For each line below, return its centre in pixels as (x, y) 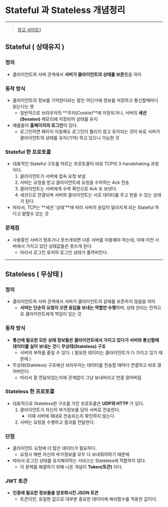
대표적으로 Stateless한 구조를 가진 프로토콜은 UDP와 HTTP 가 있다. (78, 403)
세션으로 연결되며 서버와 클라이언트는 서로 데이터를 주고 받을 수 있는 (86, 195)
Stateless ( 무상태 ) (34, 274)
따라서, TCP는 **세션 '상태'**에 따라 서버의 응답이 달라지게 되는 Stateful (83, 207)
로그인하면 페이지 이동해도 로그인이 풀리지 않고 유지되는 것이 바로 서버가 (90, 131)
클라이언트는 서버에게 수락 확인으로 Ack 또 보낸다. (68, 189)
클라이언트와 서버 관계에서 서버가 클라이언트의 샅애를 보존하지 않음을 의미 (84, 301)
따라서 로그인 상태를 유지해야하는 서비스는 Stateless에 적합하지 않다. (79, 461)
